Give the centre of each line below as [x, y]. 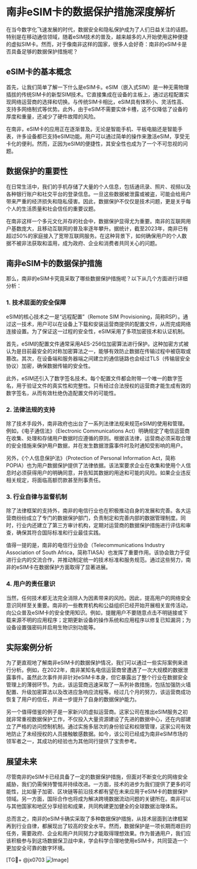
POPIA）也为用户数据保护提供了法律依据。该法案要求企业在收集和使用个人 [96, 465]
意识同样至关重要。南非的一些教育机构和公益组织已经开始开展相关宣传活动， [98, 605]
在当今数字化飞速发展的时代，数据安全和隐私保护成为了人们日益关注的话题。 [98, 29]
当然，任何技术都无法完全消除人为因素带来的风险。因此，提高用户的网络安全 [98, 598]
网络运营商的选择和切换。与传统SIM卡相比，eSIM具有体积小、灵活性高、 [99, 102]
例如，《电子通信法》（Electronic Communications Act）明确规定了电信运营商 [98, 431]
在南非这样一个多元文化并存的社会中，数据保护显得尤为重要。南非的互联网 [96, 221]
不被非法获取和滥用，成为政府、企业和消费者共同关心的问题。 [85, 243]
